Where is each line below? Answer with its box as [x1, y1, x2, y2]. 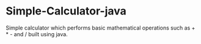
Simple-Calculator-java [5, 4, 126, 18]
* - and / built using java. [5, 30, 68, 37]
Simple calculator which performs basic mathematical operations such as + [5, 24, 196, 31]
